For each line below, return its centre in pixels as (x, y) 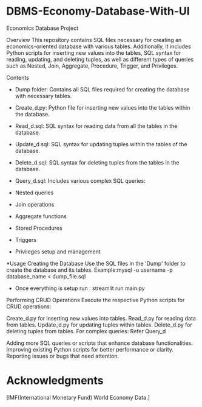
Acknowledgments (55, 380)
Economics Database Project (42, 28)
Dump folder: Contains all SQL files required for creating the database (102, 89)
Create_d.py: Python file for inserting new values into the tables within (103, 107)
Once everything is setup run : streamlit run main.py (80, 288)
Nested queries (34, 193)
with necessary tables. (43, 96)
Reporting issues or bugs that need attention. (63, 356)
